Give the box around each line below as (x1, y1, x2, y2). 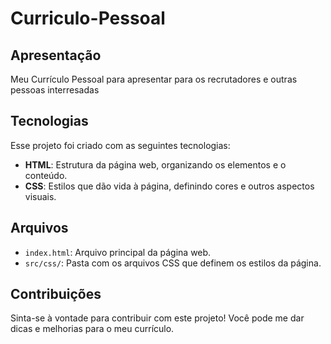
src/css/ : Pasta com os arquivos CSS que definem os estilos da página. (24, 257, 322, 269)
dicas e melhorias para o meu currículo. (10, 323, 175, 335)
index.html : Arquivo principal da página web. (24, 246, 212, 258)
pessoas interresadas (10, 84, 100, 96)
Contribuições (10, 286, 102, 303)
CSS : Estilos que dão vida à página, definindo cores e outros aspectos (24, 180, 315, 192)
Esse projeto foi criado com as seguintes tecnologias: (10, 139, 231, 151)
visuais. (24, 190, 57, 202)
